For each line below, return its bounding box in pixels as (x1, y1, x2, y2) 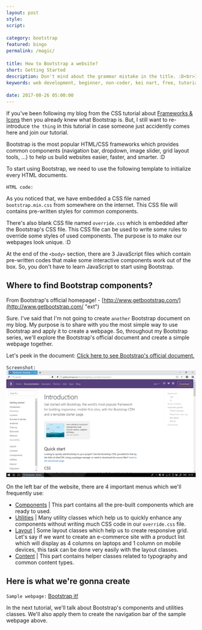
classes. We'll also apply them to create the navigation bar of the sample (6, 610, 186, 617)
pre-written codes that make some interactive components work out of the (6, 257, 191, 263)
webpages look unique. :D (6, 239, 71, 245)
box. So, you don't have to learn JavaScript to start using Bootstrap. (6, 263, 174, 270)
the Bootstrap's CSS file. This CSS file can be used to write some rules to (6, 226, 188, 233)
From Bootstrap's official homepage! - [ (6, 296, 104, 304)
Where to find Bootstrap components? (6, 280, 153, 291)
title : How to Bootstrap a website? (6, 60, 98, 66)
